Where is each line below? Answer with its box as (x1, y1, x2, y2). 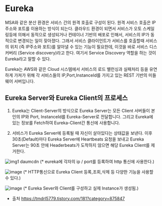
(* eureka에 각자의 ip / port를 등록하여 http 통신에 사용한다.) (40, 158, 155, 164)
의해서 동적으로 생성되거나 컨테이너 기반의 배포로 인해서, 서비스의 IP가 (17, 32, 150, 37)
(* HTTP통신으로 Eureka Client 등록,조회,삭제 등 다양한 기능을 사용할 (23, 169, 154, 174)
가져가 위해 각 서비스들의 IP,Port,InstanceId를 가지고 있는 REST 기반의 (14, 72, 147, 78)
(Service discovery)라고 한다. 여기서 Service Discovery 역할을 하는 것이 (17, 49, 156, 56)
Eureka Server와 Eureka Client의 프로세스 (5, 94, 128, 102)
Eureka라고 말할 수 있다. (5, 56, 51, 62)
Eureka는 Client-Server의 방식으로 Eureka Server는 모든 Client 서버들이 (12, 108, 150, 113)
